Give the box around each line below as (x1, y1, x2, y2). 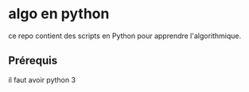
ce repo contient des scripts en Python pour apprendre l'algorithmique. (8, 31, 242, 40)
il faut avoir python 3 (8, 75, 76, 84)
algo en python (8, 5, 110, 23)
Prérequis (8, 54, 58, 67)
